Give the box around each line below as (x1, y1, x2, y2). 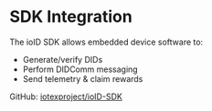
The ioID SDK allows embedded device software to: (9, 36, 204, 47)
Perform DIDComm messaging (22, 64, 139, 75)
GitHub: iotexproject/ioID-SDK (9, 91, 123, 102)
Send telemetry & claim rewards (22, 73, 143, 84)
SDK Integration (9, 6, 132, 27)
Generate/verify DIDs (22, 54, 103, 65)
